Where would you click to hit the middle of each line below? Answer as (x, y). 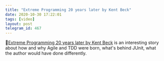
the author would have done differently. (46, 53)
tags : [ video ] (20, 19)
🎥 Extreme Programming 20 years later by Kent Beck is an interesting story (82, 42)
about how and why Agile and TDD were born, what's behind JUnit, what (81, 48)
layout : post (19, 24)
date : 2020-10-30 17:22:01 (33, 14)
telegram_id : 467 (23, 28)
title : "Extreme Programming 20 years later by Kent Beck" (68, 10)
